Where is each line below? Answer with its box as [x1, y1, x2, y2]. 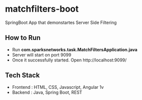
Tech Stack [5, 71, 40, 80]
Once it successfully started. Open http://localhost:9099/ [12, 57, 127, 63]
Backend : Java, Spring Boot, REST [12, 89, 83, 95]
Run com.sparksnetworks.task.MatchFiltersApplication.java [12, 46, 138, 52]
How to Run [5, 34, 41, 42]
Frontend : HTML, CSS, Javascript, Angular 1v [12, 84, 104, 90]
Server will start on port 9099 [12, 52, 71, 58]
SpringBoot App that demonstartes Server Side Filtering [5, 20, 117, 25]
